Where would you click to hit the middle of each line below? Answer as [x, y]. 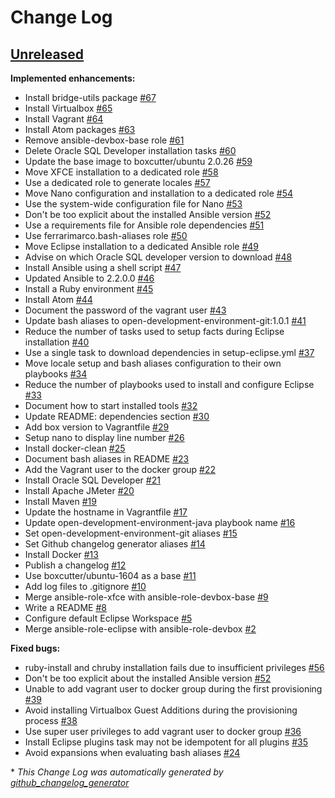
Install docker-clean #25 [75, 448]
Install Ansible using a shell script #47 [103, 267]
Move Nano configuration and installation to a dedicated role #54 [159, 193]
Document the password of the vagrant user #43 [125, 310]
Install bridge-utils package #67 [90, 97]
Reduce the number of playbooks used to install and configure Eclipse [169, 384]
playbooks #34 [56, 374]
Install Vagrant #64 [64, 119]
